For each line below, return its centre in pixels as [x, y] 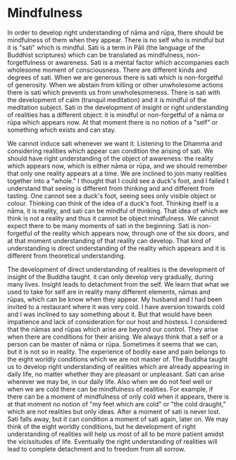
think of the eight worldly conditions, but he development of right [101, 426]
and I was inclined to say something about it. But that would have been [110, 314]
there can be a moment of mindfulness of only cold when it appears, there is [118, 397]
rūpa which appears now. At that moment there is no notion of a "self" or [113, 122]
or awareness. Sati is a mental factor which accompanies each [138, 62]
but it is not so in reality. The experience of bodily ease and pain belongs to [117, 352]
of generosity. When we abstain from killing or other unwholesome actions [116, 85]
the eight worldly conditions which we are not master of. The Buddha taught [118, 359]
